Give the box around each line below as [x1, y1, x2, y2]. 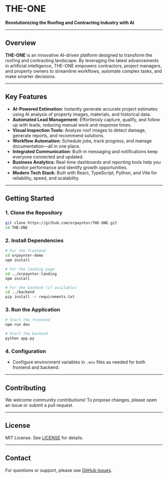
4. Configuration [5, 347, 46, 354]
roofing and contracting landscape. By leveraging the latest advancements [5, 57, 159, 63]
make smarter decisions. [5, 73, 56, 79]
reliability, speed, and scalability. [12, 175, 80, 181]
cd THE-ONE [5, 225, 28, 230]
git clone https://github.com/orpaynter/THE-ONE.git [5, 221, 117, 226]
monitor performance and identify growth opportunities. [12, 164, 128, 170]
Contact [5, 454, 31, 462]
